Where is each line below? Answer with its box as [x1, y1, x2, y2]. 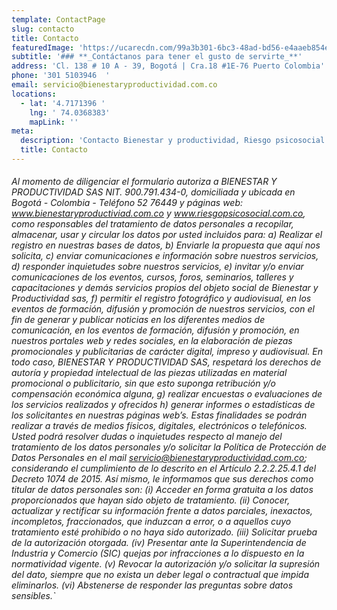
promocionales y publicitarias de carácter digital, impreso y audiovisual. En [11, 346, 323, 358]
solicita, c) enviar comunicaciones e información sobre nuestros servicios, [11, 250, 319, 262]
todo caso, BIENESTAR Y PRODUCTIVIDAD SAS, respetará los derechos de [11, 356, 322, 368]
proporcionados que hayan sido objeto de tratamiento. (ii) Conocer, [11, 494, 291, 506]
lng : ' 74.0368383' [29, 107, 111, 118]
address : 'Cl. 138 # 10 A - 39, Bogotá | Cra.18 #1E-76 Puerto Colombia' [11, 61, 326, 71]
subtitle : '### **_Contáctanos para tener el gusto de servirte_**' [11, 52, 303, 62]
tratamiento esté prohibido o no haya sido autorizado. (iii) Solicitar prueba [11, 526, 318, 538]
